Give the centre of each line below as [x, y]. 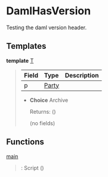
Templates [26, 46]
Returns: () [43, 111]
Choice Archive [49, 100]
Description [82, 75]
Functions [25, 142]
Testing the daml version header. [47, 27]
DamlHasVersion [49, 11]
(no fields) [42, 123]
